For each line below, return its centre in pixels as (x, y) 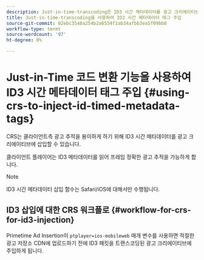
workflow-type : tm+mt (34, 29)
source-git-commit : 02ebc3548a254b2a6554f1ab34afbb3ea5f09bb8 (87, 23)
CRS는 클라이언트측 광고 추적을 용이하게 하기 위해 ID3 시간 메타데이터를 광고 (97, 136)
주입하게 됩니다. (25, 250)
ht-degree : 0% (24, 40)
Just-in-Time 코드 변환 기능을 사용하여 (99, 77)
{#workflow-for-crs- (151, 210)
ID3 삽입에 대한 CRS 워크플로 (58, 210)
